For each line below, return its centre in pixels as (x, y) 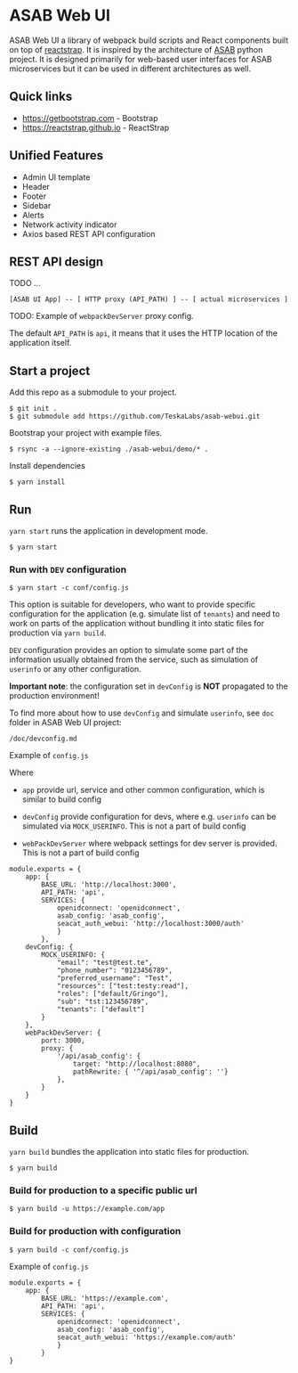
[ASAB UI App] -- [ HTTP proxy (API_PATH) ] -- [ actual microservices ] (149, 299)
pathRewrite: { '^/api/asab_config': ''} (150, 1072)
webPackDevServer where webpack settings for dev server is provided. (149, 844)
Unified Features (56, 155)
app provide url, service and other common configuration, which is (143, 790)
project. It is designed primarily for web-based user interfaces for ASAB (141, 59)
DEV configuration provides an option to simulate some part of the (129, 650)
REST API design (56, 262)
